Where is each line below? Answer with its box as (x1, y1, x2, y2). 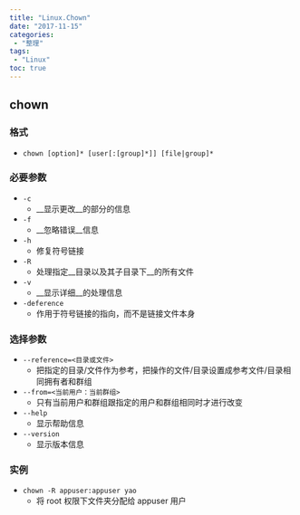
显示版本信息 (35, 439, 84, 450)
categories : (9, 30, 54, 39)
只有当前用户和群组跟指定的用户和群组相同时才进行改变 (35, 397, 243, 408)
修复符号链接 (35, 245, 84, 256)
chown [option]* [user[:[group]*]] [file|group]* (22, 148, 215, 158)
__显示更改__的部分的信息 (35, 203, 131, 214)
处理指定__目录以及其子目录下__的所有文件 (35, 266, 195, 277)
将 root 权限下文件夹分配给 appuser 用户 (35, 495, 187, 507)
